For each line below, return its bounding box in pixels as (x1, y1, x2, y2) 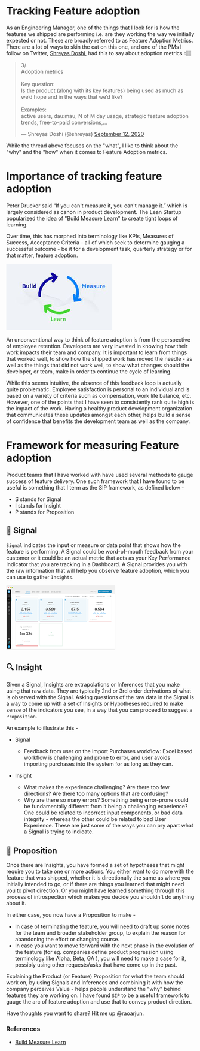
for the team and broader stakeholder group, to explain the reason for (14, 929, 186, 937)
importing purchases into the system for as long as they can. (23, 760, 173, 768)
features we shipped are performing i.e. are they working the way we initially (6, 30, 195, 37)
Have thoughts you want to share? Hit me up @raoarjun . (6, 1010, 144, 1017)
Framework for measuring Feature (6, 439, 179, 452)
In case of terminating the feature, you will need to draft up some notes (14, 923, 190, 930)
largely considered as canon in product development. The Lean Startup (6, 208, 182, 215)
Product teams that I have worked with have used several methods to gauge (6, 471, 193, 478)
